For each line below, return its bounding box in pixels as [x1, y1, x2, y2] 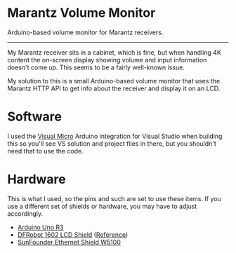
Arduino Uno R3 [17, 223, 65, 231]
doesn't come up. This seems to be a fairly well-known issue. [7, 63, 185, 71]
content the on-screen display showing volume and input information [7, 55, 207, 64]
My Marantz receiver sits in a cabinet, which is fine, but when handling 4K [7, 48, 221, 57]
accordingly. [7, 209, 44, 218]
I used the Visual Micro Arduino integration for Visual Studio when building [7, 132, 223, 140]
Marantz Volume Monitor [7, 5, 156, 21]
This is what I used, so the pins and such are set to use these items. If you [7, 194, 221, 203]
